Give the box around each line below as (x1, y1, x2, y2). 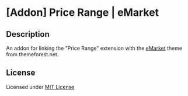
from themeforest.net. (6, 51, 59, 58)
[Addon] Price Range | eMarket (6, 6, 159, 19)
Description (6, 29, 50, 39)
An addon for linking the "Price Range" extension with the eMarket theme (6, 44, 183, 52)
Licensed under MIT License (6, 83, 75, 90)
